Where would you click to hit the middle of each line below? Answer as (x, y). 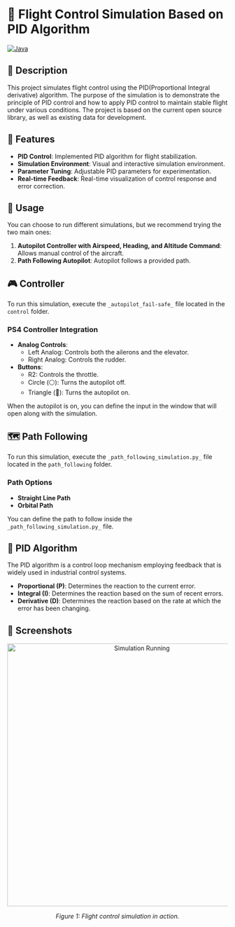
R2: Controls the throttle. (63, 375)
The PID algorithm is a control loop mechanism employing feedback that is (114, 565)
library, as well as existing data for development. (77, 117)
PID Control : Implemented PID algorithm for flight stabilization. (107, 156)
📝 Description (37, 70)
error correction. (41, 186)
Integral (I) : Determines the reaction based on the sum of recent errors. (120, 593)
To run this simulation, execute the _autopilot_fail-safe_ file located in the (116, 304)
